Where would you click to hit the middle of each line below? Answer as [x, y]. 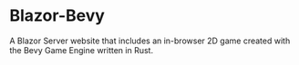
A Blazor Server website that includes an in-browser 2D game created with [150, 41]
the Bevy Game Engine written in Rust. [81, 50]
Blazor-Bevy [57, 16]
